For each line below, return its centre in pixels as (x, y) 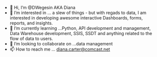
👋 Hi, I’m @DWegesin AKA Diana (42, 8)
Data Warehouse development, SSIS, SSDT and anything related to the (81, 33)
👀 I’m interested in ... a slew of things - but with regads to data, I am (78, 13)
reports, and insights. (31, 23)
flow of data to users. (31, 38)
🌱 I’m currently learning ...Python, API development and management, (80, 28)
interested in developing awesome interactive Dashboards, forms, (76, 18)
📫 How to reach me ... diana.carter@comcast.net (60, 49)
